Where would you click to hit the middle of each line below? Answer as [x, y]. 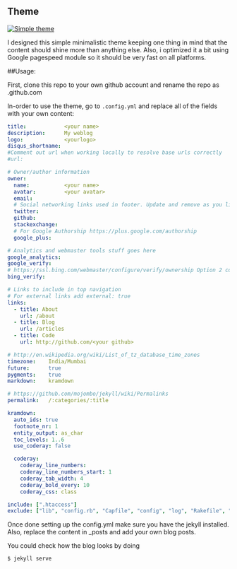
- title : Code [34, 336]
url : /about [37, 316]
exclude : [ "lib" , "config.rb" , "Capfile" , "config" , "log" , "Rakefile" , [116, 511]
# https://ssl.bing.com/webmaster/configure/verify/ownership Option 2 [115, 270]
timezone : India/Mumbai [47, 361]
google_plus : [33, 237]
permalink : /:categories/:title [58, 401]
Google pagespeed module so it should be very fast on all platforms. [107, 57]
